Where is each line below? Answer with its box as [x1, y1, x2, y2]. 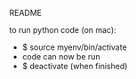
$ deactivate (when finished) [21, 61, 128, 71]
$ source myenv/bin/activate [21, 42, 127, 52]
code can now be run [21, 51, 100, 61]
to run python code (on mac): [9, 25, 117, 35]
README [9, 8, 43, 18]
